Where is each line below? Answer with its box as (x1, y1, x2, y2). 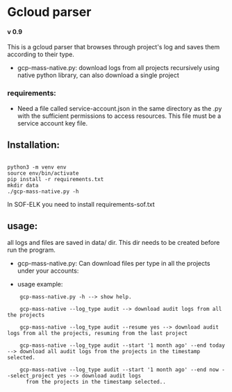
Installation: (7, 139, 60, 151)
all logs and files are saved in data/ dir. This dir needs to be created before (7, 239, 220, 247)
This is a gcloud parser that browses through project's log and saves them (7, 43, 220, 51)
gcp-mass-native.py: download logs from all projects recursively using (17, 64, 220, 72)
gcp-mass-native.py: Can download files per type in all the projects (17, 259, 210, 268)
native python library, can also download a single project (17, 71, 179, 80)
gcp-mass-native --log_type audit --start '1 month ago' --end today (19, 342, 226, 349)
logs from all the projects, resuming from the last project (7, 330, 188, 337)
